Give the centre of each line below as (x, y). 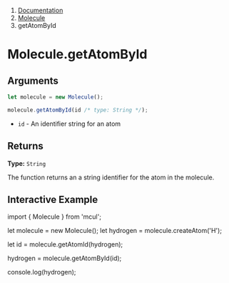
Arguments (33, 80)
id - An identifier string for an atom (69, 124)
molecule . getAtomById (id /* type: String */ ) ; (78, 110)
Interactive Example (53, 199)
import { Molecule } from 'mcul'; (55, 217)
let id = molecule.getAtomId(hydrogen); (65, 244)
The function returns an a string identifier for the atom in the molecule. (111, 177)
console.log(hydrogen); (42, 272)
